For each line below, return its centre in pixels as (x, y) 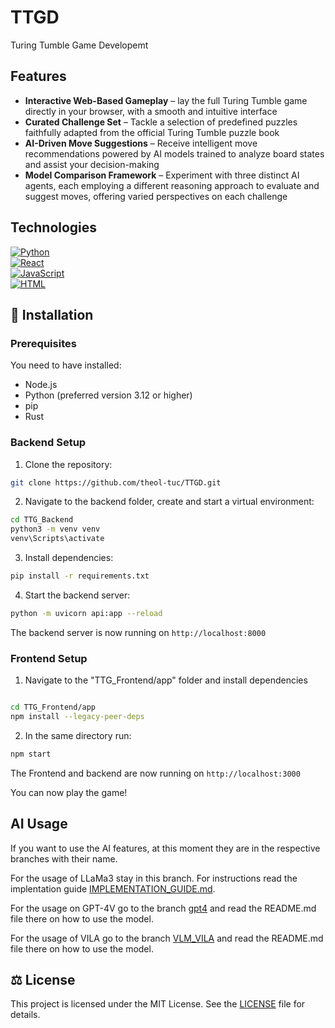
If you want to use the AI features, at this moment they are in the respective (165, 848)
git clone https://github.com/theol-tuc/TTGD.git (116, 482)
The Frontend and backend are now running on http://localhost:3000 (155, 773)
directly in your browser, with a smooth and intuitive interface (151, 111)
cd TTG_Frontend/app (53, 707)
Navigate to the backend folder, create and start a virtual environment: (169, 502)
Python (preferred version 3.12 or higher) (108, 395)
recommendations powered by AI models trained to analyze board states (174, 153)
